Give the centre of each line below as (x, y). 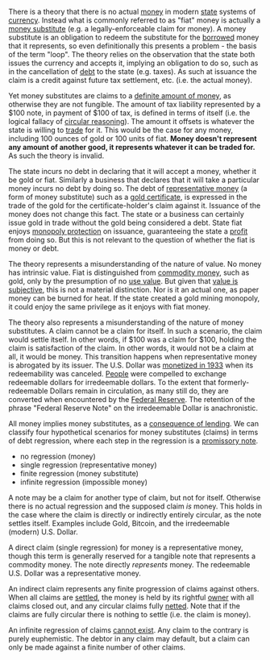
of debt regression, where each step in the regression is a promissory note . (133, 441)
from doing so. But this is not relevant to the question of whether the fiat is (132, 240)
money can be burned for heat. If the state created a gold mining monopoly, (134, 298)
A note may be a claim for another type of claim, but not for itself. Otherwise (135, 498)
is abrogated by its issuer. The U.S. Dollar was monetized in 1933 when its (131, 365)
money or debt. (34, 248)
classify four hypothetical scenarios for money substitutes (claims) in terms (133, 432)
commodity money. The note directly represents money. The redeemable (129, 565)
